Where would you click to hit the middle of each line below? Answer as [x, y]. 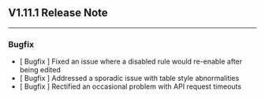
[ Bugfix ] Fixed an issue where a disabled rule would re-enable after [131, 61]
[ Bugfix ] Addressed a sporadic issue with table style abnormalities [129, 79]
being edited [40, 70]
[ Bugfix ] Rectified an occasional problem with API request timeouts [131, 86]
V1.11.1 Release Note [58, 13]
